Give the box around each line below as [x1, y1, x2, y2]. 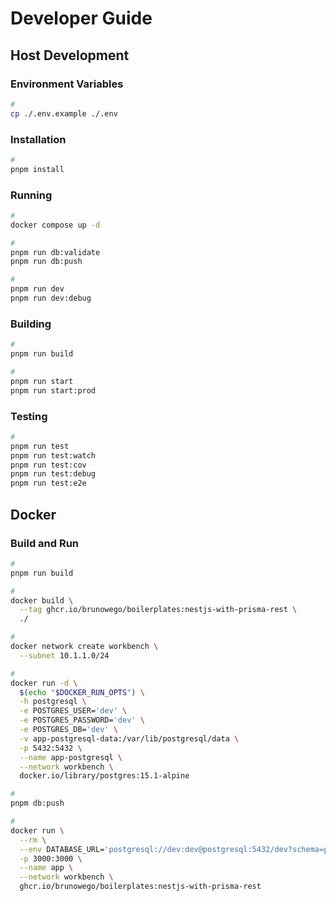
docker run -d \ [10, 678, 78, 688]
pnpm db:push [10, 798, 65, 809]
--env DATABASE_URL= [19, 844, 105, 854]
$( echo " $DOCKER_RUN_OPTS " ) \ [19, 687, 145, 697]
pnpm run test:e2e [10, 478, 87, 489]
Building [10, 317, 52, 331]
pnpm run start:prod [10, 385, 97, 396]
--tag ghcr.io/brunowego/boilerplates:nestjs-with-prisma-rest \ [19, 605, 298, 615]
